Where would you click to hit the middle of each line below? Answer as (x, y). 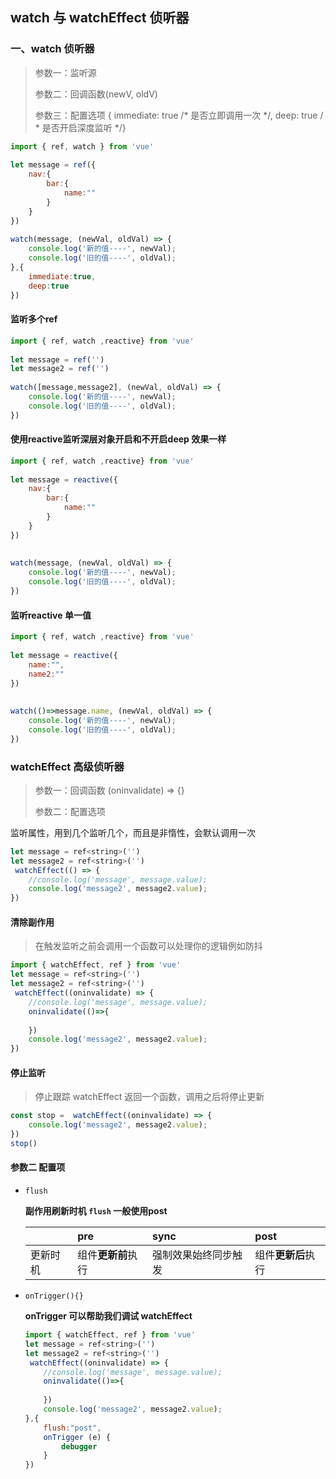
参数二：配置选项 (70, 811)
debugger (79, 1446)
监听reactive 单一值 (51, 615)
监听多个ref (34, 319)
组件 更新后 (280, 1255)
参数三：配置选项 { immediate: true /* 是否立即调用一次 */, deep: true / (179, 115)
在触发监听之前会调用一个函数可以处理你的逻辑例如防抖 (148, 946)
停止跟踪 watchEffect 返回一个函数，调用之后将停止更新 (149, 1097)
